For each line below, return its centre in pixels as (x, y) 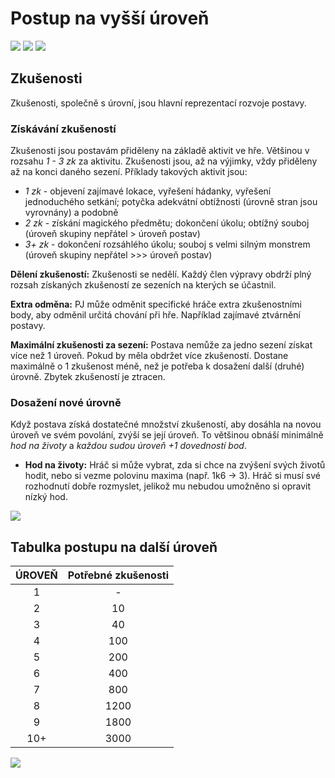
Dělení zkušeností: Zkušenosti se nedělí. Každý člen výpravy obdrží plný (161, 274)
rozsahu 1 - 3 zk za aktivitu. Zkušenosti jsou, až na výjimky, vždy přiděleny (164, 161)
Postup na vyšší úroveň (110, 18)
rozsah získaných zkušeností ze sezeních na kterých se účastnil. (143, 285)
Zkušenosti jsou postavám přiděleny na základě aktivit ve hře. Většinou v (160, 151)
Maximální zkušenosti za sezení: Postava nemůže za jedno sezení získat (161, 345)
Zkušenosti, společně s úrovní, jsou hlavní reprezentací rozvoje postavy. (158, 103)
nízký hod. (46, 497)
